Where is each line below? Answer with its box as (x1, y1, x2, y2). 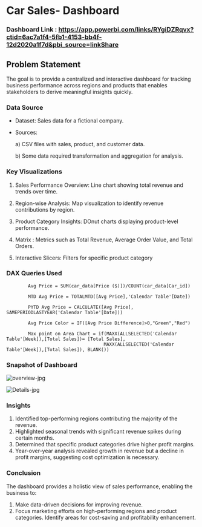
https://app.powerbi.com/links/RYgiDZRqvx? (58, 25, 194, 34)
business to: (6, 489, 37, 496)
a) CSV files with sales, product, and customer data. (15, 141, 145, 148)
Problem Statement (6, 59, 81, 70)
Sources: (15, 129, 38, 136)
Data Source (6, 103, 44, 112)
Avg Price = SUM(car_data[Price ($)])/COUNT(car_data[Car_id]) (28, 283, 191, 289)
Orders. (15, 242, 34, 249)
